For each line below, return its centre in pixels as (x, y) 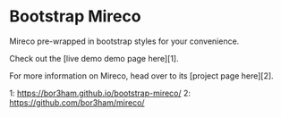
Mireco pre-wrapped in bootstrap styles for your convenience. (124, 41)
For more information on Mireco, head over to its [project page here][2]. (142, 75)
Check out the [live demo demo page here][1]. (94, 58)
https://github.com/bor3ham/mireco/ (77, 102)
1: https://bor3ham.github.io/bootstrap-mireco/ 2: (100, 93)
